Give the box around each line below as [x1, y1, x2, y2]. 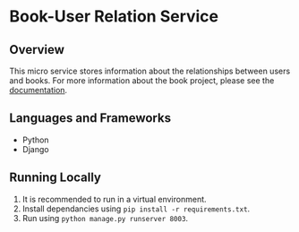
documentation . [9, 85, 68, 95]
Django [21, 143, 49, 154]
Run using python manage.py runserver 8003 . [21, 212, 189, 223]
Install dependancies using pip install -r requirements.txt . [21, 203, 251, 214]
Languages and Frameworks [9, 110, 172, 126]
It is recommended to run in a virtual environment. [21, 193, 208, 204]
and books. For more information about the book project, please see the [9, 75, 275, 86]
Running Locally [9, 170, 101, 185]
